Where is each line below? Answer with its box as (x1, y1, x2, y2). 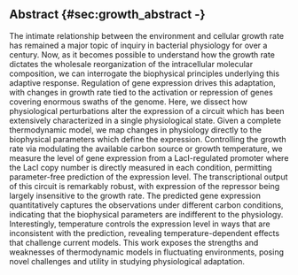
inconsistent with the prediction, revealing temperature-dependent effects (9, 227, 280, 238)
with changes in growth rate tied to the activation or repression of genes (9, 87, 273, 97)
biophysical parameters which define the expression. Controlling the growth (9, 134, 286, 144)
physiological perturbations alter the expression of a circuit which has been (9, 105, 286, 116)
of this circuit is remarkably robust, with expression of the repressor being (9, 180, 280, 191)
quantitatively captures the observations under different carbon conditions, (9, 199, 284, 210)
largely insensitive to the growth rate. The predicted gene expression (9, 190, 262, 201)
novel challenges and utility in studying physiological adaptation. (9, 256, 246, 266)
